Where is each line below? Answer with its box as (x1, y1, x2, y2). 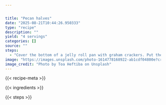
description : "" (5, 30, 39, 35)
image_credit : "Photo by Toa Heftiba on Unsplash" (5, 62, 112, 67)
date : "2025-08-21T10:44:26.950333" (5, 20, 81, 25)
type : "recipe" (5, 25, 37, 30)
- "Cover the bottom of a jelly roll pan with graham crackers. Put (9, 52, 154, 57)
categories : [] (5, 39, 37, 44)
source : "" (5, 43, 28, 48)
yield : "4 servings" (5, 34, 48, 39)
